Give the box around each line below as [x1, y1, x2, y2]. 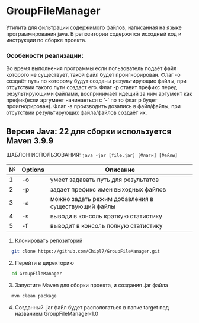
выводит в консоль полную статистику [50, 222, 163, 230]
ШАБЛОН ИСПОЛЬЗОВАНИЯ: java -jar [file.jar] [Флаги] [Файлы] [6, 152, 178, 159]
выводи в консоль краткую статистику [50, 212, 163, 221]
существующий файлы [50, 202, 115, 211]
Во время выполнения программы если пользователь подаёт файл [6, 65, 176, 72]
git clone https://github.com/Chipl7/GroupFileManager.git [11, 249, 161, 255]
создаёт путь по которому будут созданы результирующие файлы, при [6, 77, 187, 84]
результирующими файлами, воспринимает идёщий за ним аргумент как [6, 90, 192, 98]
